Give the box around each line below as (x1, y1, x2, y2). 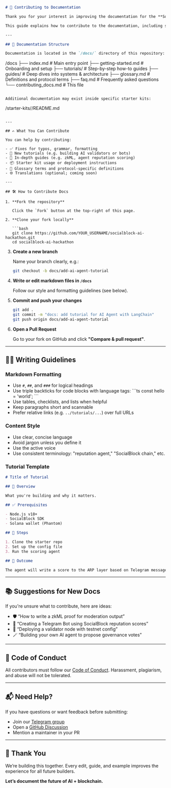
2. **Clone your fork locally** (5, 217, 74, 222)
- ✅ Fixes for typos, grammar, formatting (5, 146, 98, 152)
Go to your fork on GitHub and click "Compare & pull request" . (12, 336, 146, 342)
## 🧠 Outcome (5, 558, 33, 563)
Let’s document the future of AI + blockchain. (5, 778, 103, 784)
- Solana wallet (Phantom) (5, 521, 63, 526)
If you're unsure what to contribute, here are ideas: (5, 603, 112, 609)
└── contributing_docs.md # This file (5, 82, 84, 88)
